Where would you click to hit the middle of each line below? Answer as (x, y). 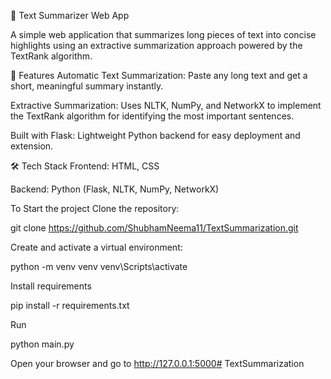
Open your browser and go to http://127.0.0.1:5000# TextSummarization (157, 363)
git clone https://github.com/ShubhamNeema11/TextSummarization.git (154, 228)
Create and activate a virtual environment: (96, 247)
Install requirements (51, 286)
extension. (32, 146)
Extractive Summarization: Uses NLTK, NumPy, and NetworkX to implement (166, 105)
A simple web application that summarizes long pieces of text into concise (163, 34)
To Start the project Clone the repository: (95, 208)
